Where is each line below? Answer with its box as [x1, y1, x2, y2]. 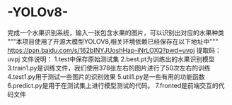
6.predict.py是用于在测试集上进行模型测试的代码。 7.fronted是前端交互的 [7, 81, 219, 89]
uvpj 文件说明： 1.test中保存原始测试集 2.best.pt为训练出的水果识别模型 [7, 54, 215, 63]
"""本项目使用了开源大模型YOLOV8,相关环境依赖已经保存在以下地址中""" [7, 37, 219, 46]
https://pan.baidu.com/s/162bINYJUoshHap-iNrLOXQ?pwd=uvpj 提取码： [7, 46, 221, 54]
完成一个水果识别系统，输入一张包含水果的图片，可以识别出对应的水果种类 [7, 28, 224, 37]
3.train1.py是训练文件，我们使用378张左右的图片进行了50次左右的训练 [7, 63, 211, 72]
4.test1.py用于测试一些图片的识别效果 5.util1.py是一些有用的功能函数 [7, 72, 205, 81]
